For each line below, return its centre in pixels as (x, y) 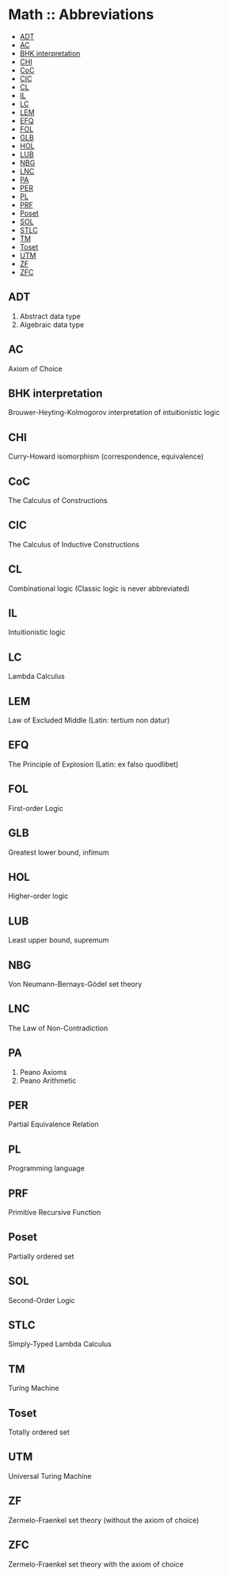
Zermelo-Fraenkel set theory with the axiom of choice (96, 1564)
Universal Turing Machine (50, 1476)
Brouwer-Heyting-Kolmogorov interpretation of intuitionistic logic (114, 413)
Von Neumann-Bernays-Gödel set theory (75, 984)
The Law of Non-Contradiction (58, 1028)
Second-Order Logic (42, 1300)
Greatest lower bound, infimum (59, 852)
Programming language (46, 1168)
